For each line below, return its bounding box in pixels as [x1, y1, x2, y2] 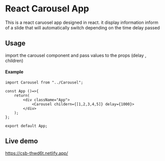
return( [14, 93, 30, 98]
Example [5, 69, 24, 75]
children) [5, 58, 24, 64]
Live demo [5, 137, 38, 146]
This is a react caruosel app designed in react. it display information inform [5, 19, 159, 25]
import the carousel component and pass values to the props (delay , [5, 52, 147, 58]
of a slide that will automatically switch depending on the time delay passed [5, 24, 160, 30]
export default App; [5, 123, 48, 128]
